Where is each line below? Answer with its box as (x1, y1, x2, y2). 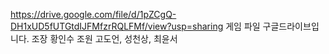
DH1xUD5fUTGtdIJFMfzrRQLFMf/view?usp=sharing (10, 20, 224, 32)
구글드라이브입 (262, 20, 320, 32)
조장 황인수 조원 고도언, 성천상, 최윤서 (31, 33, 178, 44)
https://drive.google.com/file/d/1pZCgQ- (10, 9, 177, 20)
